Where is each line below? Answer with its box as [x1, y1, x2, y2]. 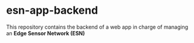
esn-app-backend [6, 4, 98, 17]
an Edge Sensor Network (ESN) [6, 29, 85, 36]
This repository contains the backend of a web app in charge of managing [6, 23, 189, 30]
